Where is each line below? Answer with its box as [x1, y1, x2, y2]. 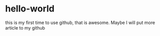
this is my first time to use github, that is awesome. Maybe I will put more [5, 19, 155, 25]
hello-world [5, 3, 55, 14]
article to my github [5, 24, 45, 30]
